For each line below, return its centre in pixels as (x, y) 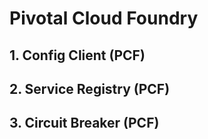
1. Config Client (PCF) (77, 55)
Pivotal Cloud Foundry (104, 18)
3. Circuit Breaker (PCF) (84, 123)
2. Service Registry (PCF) (90, 88)
